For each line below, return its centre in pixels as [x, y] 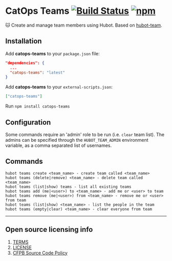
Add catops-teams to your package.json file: [52, 53]
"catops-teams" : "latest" [38, 72]
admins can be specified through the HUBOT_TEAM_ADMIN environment [77, 140]
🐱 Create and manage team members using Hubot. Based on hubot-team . [84, 25]
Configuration [28, 122]
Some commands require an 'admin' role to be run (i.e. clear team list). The [85, 134]
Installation [24, 41]
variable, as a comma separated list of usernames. [58, 145]
